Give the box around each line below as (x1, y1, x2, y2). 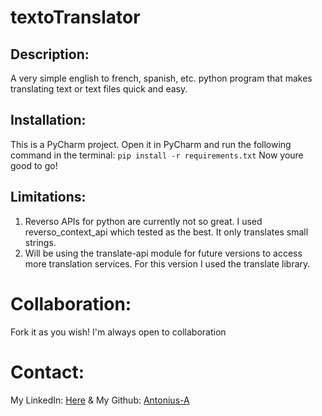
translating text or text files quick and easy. (10, 83, 188, 95)
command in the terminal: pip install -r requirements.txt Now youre (10, 149, 304, 161)
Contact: (10, 361, 85, 383)
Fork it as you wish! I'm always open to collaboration (10, 326, 227, 338)
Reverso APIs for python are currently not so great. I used (24, 215, 263, 227)
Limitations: (10, 189, 87, 206)
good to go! (10, 159, 58, 171)
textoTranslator (10, 6, 141, 29)
